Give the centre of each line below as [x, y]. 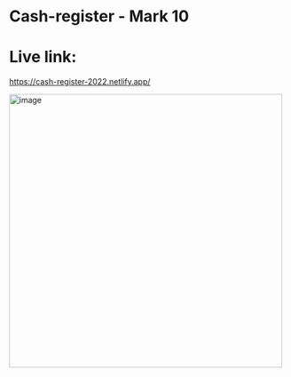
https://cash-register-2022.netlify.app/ [80, 82]
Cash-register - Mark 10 [99, 16]
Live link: [43, 57]
